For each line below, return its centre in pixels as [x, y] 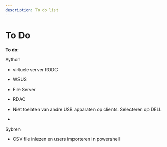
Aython [13, 59]
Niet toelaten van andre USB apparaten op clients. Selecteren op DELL [87, 109]
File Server [24, 89]
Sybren [13, 129]
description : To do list [32, 10]
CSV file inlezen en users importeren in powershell [66, 139]
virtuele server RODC [35, 69]
